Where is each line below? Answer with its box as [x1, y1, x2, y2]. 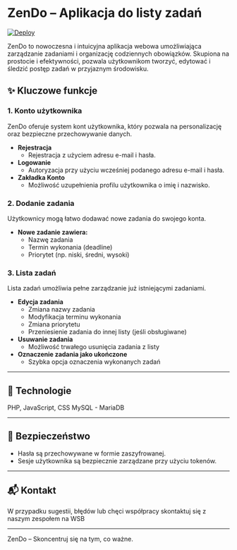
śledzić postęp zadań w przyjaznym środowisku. [7, 64, 150, 73]
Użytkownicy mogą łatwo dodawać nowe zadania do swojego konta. [7, 214, 207, 223]
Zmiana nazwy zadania [28, 305, 95, 314]
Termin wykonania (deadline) [28, 243, 113, 251]
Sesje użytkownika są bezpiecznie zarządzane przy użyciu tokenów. [17, 456, 217, 465]
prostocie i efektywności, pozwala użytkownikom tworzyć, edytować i [7, 56, 211, 65]
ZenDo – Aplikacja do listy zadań [7, 5, 202, 21]
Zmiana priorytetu [28, 320, 80, 329]
